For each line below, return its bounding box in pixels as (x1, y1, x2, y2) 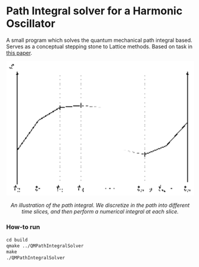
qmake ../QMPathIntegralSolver (6, 243, 84, 249)
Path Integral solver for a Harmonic (6, 4, 183, 18)
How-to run (6, 222, 41, 231)
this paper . (6, 49, 33, 56)
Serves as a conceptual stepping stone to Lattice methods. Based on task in (6, 43, 192, 50)
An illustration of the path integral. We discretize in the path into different (10, 201, 190, 209)
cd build (6, 237, 28, 243)
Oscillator (6, 17, 55, 30)
